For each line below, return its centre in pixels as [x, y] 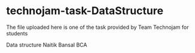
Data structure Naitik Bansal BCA [47, 45]
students [17, 33]
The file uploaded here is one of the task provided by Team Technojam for [97, 27]
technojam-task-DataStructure [85, 11]
